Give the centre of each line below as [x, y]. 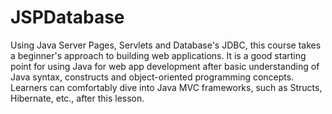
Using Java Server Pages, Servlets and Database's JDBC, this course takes [166, 45]
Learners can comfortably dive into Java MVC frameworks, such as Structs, [166, 87]
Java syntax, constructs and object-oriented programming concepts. [152, 77]
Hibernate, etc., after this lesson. [77, 98]
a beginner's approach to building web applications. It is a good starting [158, 55]
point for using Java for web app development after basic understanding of [165, 66]
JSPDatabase [67, 17]
